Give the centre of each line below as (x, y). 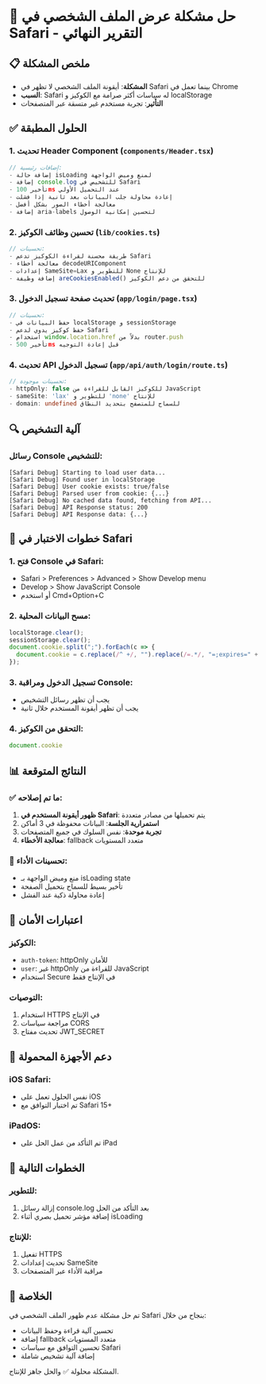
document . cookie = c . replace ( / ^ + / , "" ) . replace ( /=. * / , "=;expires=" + (137, 655)
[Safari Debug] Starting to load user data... (87, 472)
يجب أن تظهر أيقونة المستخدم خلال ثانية (79, 708)
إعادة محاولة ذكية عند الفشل (62, 895)
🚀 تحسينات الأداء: (39, 861)
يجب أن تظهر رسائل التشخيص (65, 700)
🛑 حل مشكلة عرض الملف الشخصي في (123, 16)
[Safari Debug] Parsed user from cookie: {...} (89, 493)
